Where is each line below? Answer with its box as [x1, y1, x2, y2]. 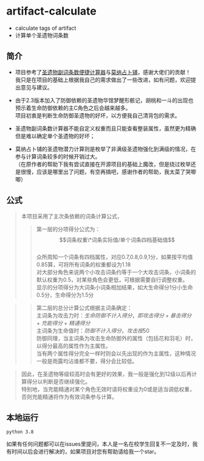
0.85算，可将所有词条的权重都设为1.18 [36, 260, 131, 268]
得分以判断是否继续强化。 [26, 378, 91, 385]
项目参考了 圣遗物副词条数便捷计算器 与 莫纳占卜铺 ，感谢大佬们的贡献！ [15, 68, 191, 75]
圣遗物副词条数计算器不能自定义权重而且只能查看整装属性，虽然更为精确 [15, 125, 196, 132]
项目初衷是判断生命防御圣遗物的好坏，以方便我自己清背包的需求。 [15, 111, 180, 119]
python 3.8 [6, 429, 34, 435]
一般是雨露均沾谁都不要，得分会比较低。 [36, 357, 138, 364]
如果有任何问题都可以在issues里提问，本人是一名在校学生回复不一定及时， [6, 440, 192, 448]
